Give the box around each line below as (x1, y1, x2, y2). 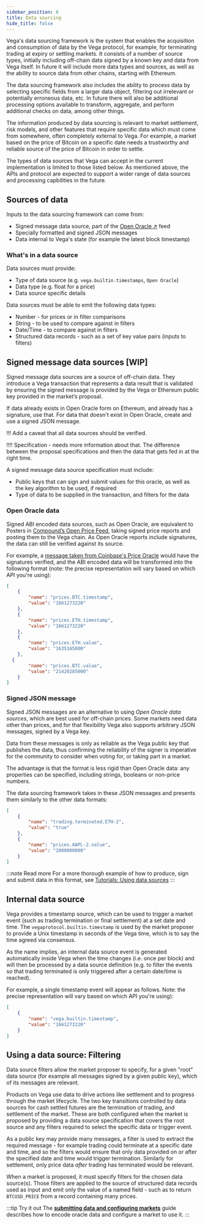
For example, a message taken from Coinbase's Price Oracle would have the (6, 551, 199, 559)
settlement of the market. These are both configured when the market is (6, 1110, 188, 1118)
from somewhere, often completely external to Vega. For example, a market (6, 132, 197, 140)
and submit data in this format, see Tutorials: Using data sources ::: (6, 876, 176, 884)
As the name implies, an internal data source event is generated (6, 948, 167, 955)
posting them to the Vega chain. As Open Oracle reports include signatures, (6, 533, 197, 540)
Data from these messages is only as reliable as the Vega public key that (6, 739, 189, 747)
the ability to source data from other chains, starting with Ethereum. (6, 70, 177, 77)
